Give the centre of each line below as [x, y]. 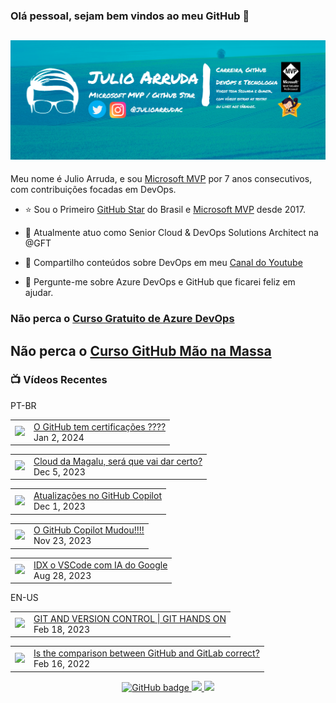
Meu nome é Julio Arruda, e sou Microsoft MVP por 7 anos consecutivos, [161, 179]
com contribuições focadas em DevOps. [93, 190]
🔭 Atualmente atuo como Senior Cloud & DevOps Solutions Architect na [171, 233]
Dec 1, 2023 [59, 506]
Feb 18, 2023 [62, 629]
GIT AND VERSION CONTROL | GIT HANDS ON [130, 618]
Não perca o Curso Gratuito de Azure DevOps [122, 319]
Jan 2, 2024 [59, 437]
